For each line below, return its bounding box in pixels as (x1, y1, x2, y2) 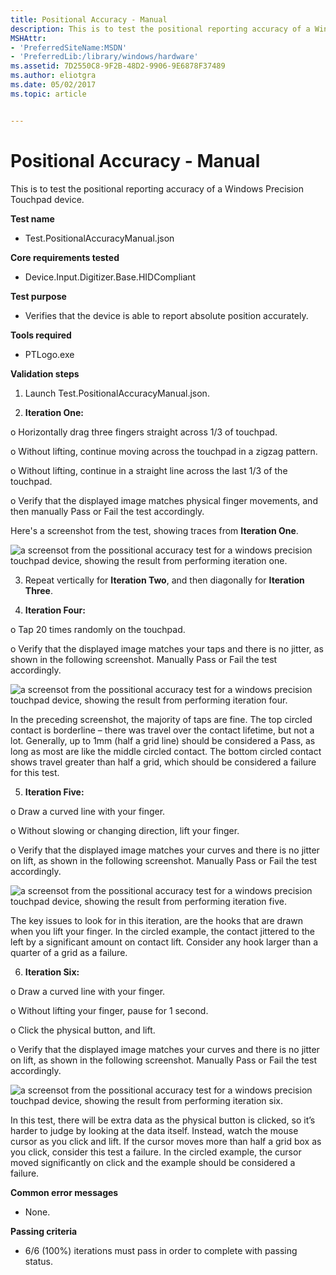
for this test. (10, 766, 60, 778)
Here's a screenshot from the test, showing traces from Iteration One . (10, 524, 299, 536)
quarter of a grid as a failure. (10, 946, 128, 958)
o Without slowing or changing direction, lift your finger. (10, 824, 240, 836)
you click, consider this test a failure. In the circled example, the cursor (10, 1146, 302, 1158)
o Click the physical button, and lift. (10, 1024, 156, 1036)
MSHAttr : (10, 33, 47, 43)
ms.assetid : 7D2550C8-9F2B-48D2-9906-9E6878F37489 (10, 61, 226, 71)
